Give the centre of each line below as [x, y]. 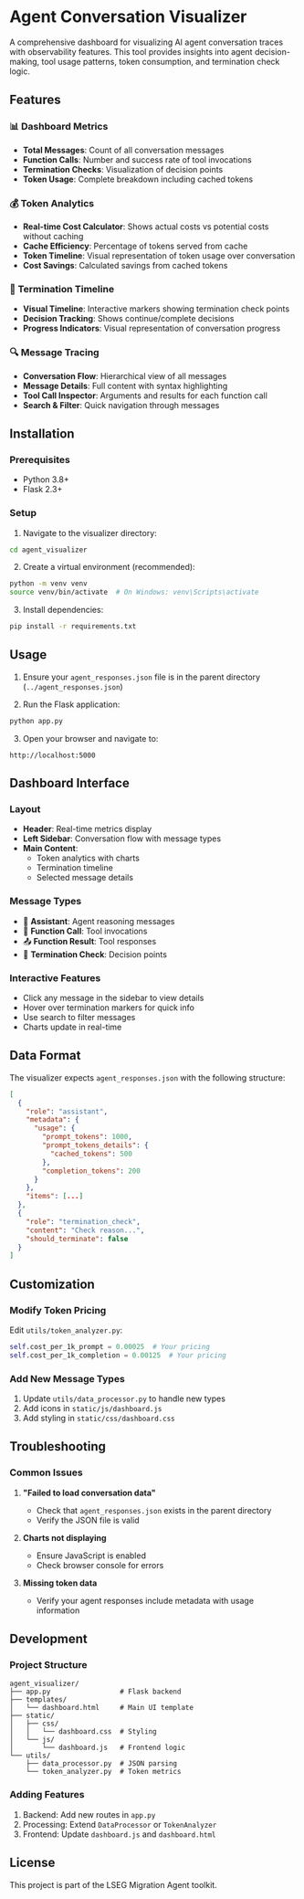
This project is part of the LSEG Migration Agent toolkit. [113, 1884]
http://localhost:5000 [52, 755]
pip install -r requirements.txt [73, 627]
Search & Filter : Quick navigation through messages [121, 405]
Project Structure [48, 1665]
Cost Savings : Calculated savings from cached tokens [125, 265]
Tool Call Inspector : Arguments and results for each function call [145, 396]
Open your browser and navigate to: [90, 738]
